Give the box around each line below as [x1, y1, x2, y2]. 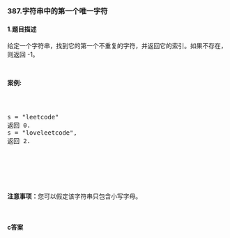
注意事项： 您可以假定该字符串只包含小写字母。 [7, 192, 141, 200]
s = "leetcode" [7, 113, 59, 121]
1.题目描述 [7, 24, 37, 33]
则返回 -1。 [7, 50, 40, 59]
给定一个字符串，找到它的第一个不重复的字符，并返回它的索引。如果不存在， [7, 42, 227, 50]
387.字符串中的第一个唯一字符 [7, 6, 108, 15]
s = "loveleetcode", [7, 129, 78, 137]
